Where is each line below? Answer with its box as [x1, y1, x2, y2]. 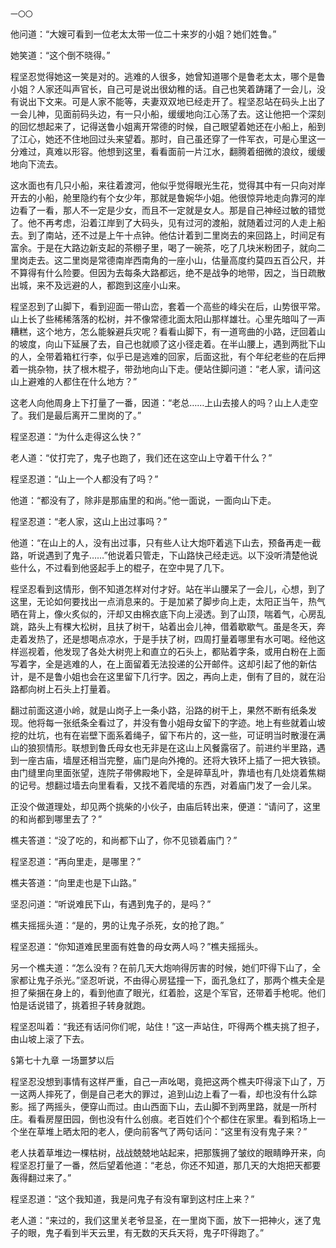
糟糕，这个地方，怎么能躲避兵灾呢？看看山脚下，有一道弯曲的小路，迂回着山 [10, 326, 326, 337]
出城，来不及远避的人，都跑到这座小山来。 [10, 279, 186, 291]
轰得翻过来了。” [10, 1172, 72, 1183]
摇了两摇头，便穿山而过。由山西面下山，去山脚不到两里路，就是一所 [27, 1101, 308, 1112]
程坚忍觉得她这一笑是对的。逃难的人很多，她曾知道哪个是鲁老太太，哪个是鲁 [10, 71, 326, 82]
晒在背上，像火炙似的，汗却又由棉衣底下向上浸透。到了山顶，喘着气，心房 [10, 608, 317, 620]
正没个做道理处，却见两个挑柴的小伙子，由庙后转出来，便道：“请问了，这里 [10, 801, 322, 812]
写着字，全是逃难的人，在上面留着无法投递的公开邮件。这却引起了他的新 [10, 658, 308, 670]
